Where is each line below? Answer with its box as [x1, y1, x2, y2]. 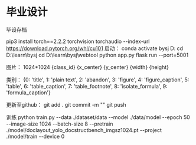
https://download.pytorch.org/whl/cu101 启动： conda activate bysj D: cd [6, 45, 184, 52]
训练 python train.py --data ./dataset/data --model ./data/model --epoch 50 [6, 113, 190, 121]
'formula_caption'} [6, 89, 51, 96]
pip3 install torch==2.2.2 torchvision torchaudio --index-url [6, 38, 150, 45]
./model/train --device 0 [6, 133, 65, 140]
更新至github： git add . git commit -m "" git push [6, 101, 126, 108]
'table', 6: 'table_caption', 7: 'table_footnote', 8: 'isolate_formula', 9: [6, 83, 168, 90]
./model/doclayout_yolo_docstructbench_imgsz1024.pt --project [6, 126, 162, 133]
